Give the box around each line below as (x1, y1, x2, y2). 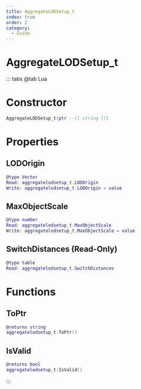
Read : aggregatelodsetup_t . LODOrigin (6, 179, 99, 185)
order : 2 (6, 19, 28, 25)
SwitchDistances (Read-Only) (6, 244, 117, 254)
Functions (6, 285, 56, 298)
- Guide (11, 31, 31, 36)
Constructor (6, 96, 68, 109)
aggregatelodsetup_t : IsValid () (6, 367, 83, 373)
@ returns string (6, 324, 46, 330)
